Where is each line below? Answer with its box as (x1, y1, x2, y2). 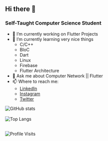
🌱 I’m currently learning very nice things (12, 36, 94, 42)
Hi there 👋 (5, 5, 36, 13)
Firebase (19, 62, 38, 68)
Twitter (19, 96, 35, 102)
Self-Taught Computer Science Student (5, 20, 102, 27)
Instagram (19, 91, 40, 97)
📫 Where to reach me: (12, 78, 59, 84)
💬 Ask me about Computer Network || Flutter (12, 72, 103, 79)
